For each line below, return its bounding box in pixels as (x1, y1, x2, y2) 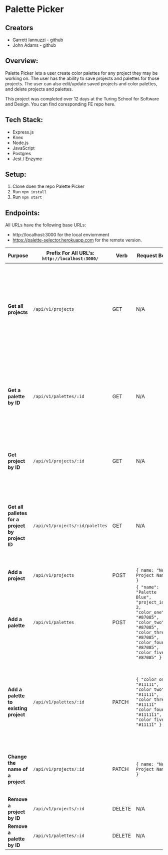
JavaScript (12, 145, 35, 151)
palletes (7, 510, 27, 517)
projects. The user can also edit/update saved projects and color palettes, (5, 80, 157, 86)
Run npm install (12, 189, 47, 195)
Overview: (5, 57, 38, 65)
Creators (5, 24, 33, 32)
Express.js (12, 129, 34, 135)
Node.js (12, 140, 29, 146)
